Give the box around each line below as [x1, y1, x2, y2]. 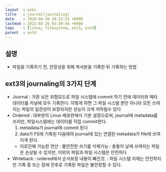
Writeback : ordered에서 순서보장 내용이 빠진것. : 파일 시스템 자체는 [12, 155, 144, 161]
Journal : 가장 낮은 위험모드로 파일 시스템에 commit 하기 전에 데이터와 [12, 93, 149, 99]
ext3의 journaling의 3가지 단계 [5, 80, 97, 88]
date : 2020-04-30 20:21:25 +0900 [5, 16, 83, 21]
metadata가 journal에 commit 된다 [19, 125, 88, 130]
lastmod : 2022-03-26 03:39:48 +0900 [5, 21, 83, 26]
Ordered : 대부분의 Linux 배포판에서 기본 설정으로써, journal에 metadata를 [12, 112, 158, 118]
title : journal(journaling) [5, 12, 70, 17]
